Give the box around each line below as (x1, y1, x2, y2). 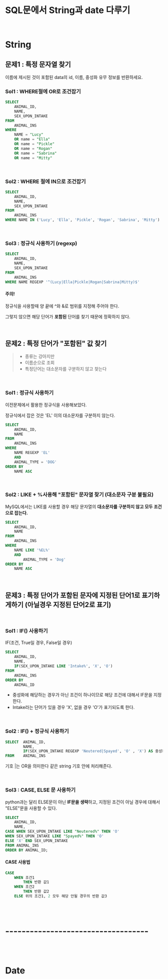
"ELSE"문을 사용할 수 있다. (5, 805, 57, 811)
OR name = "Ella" (14, 137, 50, 142)
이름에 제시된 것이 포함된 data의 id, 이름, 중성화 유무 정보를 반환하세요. (5, 74, 143, 80)
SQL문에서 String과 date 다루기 (5, 4, 130, 16)
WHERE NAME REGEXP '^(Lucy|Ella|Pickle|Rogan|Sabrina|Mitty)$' (5, 279, 140, 284)
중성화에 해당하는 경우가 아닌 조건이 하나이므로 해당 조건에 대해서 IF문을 (12, 692, 152, 698)
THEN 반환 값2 (23, 889, 49, 894)
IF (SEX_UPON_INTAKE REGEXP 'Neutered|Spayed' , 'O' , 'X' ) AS (23, 748, 153, 754)
